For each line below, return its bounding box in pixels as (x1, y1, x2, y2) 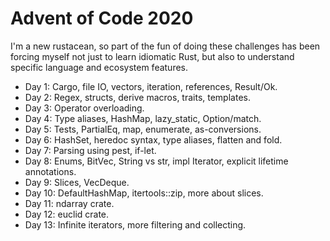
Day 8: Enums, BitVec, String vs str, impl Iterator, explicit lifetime (24, 155, 289, 167)
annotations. (24, 165, 77, 177)
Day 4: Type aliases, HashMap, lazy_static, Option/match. (24, 112, 262, 124)
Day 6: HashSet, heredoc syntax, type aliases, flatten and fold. (24, 133, 283, 146)
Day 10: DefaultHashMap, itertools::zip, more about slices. (24, 187, 264, 199)
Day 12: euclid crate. (24, 208, 110, 220)
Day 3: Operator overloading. (24, 102, 145, 114)
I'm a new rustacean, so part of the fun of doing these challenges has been (10, 40, 321, 52)
